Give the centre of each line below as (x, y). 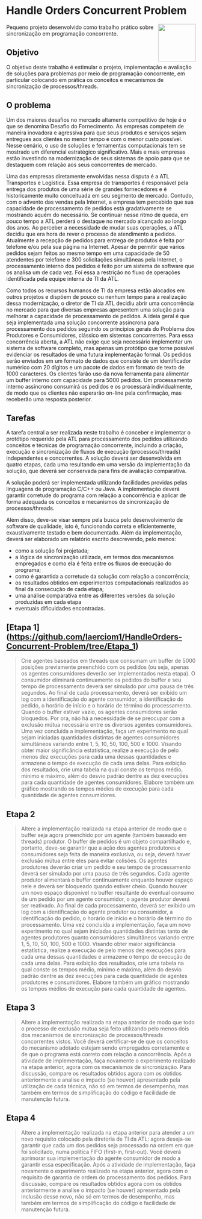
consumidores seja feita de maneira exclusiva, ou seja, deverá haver (106, 854)
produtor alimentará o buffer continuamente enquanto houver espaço (107, 880)
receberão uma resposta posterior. (49, 399)
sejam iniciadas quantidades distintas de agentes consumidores (100, 738)
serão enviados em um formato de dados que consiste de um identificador (99, 361)
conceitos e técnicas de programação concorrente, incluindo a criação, (95, 445)
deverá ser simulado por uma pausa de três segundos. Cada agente (105, 873)
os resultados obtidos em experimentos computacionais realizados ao (102, 583)
